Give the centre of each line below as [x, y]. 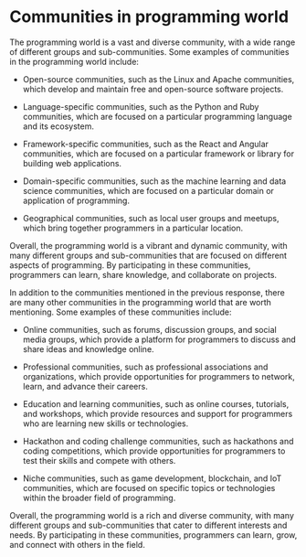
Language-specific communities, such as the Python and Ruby [141, 106]
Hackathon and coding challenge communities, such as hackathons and [158, 441]
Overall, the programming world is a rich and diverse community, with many [152, 515]
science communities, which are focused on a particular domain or [148, 190]
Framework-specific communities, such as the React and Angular [146, 144]
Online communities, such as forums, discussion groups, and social [149, 329]
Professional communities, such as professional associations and [145, 367]
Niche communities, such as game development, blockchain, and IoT [152, 478]
